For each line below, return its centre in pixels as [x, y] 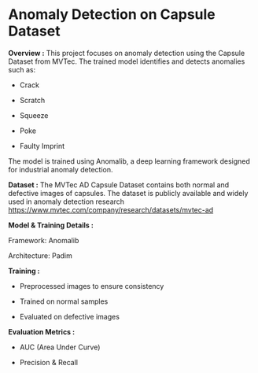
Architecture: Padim [41, 255]
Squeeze [34, 115]
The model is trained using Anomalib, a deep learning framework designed [129, 161]
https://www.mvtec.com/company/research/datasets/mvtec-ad [111, 209]
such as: [22, 69]
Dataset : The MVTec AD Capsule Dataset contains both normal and [119, 185]
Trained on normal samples [64, 301]
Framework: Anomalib [44, 240]
